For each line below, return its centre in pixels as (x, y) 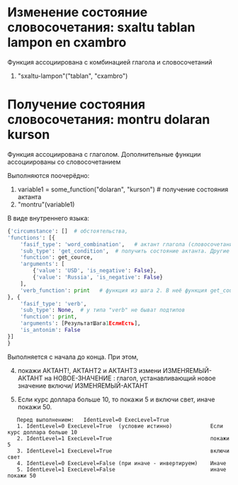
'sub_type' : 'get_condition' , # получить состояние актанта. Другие (125, 251)
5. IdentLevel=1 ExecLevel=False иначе (121, 469)
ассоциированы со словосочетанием (64, 162)
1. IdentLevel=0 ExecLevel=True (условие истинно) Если (120, 426)
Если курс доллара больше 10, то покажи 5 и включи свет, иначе (116, 399)
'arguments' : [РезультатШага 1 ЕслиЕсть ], (80, 323)
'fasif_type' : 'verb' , (53, 303)
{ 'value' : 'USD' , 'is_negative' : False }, (95, 271)
